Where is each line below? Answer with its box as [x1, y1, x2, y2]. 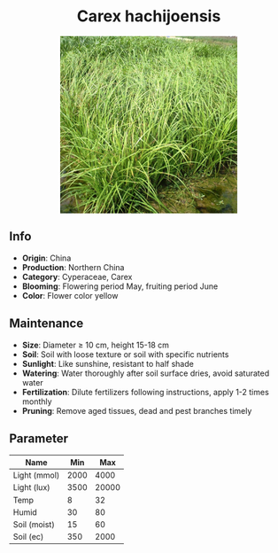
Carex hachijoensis [76, 6, 221, 27]
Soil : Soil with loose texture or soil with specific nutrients [21, 348, 229, 360]
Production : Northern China [21, 261, 125, 272]
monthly [21, 396, 52, 407]
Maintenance [9, 316, 84, 331]
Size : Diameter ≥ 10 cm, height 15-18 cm [21, 339, 170, 350]
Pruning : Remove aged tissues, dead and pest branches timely [21, 405, 252, 416]
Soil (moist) [12, 519, 55, 530]
